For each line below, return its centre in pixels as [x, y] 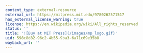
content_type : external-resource [41, 10]
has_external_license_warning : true [44, 19]
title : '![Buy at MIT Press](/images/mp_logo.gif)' [61, 33]
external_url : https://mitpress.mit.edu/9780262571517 [65, 15]
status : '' [17, 29]
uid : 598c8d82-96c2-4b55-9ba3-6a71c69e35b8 [52, 38]
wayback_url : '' [22, 43]
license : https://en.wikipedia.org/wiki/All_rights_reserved [72, 24]
